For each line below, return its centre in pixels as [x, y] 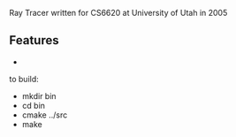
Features [34, 40]
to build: [24, 79]
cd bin [34, 105]
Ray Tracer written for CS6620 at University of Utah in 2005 [118, 13]
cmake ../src [45, 115]
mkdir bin [39, 95]
